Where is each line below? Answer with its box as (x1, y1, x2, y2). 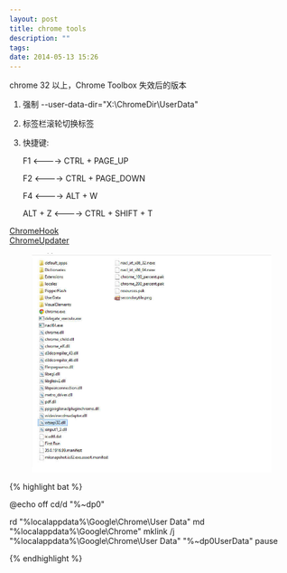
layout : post (9, 14, 59, 23)
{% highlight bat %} (9, 482, 83, 493)
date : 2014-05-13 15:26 (9, 52, 99, 62)
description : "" (9, 33, 70, 42)
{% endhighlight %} (9, 553, 83, 564)
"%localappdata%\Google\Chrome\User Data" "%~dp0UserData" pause (9, 536, 278, 547)
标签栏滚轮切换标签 (22, 118, 95, 129)
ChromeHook (9, 226, 60, 237)
